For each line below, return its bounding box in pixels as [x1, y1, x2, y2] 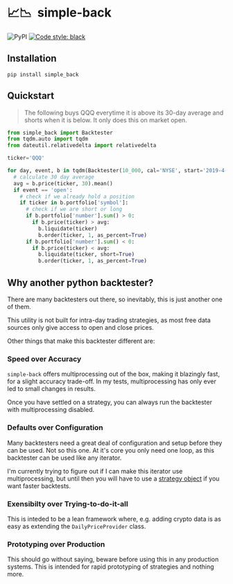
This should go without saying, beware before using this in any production [7, 556, 219, 564]
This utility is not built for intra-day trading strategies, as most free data [7, 316, 212, 324]
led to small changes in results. [7, 385, 96, 393]
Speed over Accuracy [7, 354, 82, 364]
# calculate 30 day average [13, 174, 95, 181]
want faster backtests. [7, 481, 71, 490]
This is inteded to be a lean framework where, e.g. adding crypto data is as [7, 515, 222, 523]
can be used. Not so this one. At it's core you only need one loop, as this [7, 446, 215, 454]
